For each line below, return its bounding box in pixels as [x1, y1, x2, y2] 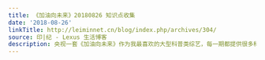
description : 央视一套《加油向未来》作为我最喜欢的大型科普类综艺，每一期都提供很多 [8, 41, 254, 48]
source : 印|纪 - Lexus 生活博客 [8, 33, 108, 41]
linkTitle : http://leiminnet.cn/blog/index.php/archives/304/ [8, 26, 217, 34]
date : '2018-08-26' [8, 19, 73, 26]
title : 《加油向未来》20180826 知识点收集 [8, 11, 136, 19]
